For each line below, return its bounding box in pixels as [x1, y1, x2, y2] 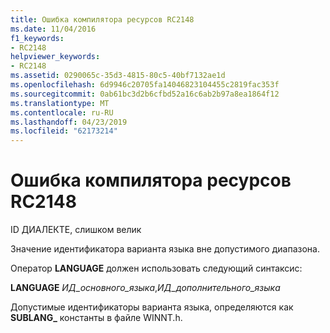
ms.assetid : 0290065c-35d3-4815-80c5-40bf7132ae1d [10, 71, 226, 81]
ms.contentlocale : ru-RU [10, 107, 114, 118]
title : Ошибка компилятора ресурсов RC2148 [10, 14, 195, 25]
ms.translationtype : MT [10, 98, 110, 108]
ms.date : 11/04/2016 [10, 24, 97, 34]
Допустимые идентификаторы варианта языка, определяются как [10, 301, 294, 313]
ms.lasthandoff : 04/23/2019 [10, 117, 128, 127]
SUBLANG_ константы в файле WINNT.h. [10, 312, 183, 324]
